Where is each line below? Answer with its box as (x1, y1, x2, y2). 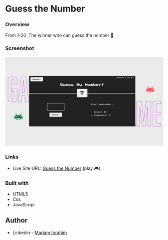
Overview (5, 21, 30, 28)
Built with (5, 179, 29, 186)
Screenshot (5, 45, 34, 52)
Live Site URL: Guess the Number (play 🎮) (12, 165, 101, 171)
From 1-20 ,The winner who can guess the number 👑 (5, 32, 114, 38)
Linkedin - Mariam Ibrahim (12, 229, 67, 235)
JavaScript (12, 201, 35, 207)
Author (5, 216, 28, 225)
